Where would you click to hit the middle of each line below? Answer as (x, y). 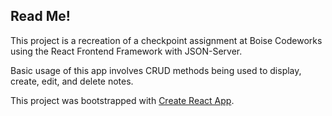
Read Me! (40, 16)
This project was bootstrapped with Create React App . (122, 100)
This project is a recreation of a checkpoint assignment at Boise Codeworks (166, 40)
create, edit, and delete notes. (72, 81)
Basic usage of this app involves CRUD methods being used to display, (156, 70)
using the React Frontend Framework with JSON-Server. (126, 51)
